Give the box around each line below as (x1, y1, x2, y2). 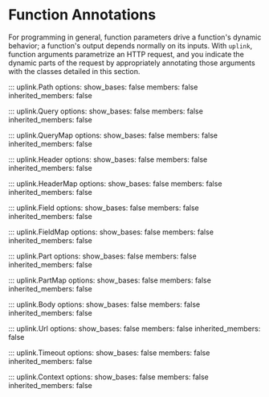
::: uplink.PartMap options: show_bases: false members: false (8, 275, 211, 285)
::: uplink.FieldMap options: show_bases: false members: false (8, 227, 214, 237)
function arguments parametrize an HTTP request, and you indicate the (8, 49, 245, 59)
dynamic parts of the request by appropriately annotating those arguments (8, 58, 255, 68)
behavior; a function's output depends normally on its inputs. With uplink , (8, 40, 253, 50)
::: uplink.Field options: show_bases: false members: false (8, 203, 199, 213)
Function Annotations (8, 6, 157, 24)
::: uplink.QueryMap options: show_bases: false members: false (8, 130, 218, 140)
